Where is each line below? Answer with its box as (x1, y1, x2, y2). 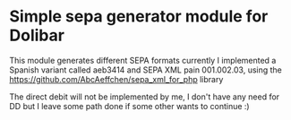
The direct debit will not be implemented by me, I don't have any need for (9, 91, 280, 102)
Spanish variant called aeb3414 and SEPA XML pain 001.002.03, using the (9, 64, 282, 75)
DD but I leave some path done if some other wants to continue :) (9, 100, 250, 111)
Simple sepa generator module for (9, 6, 269, 27)
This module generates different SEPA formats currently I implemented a (9, 55, 277, 65)
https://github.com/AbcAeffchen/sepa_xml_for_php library (9, 73, 224, 84)
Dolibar (9, 25, 65, 46)
